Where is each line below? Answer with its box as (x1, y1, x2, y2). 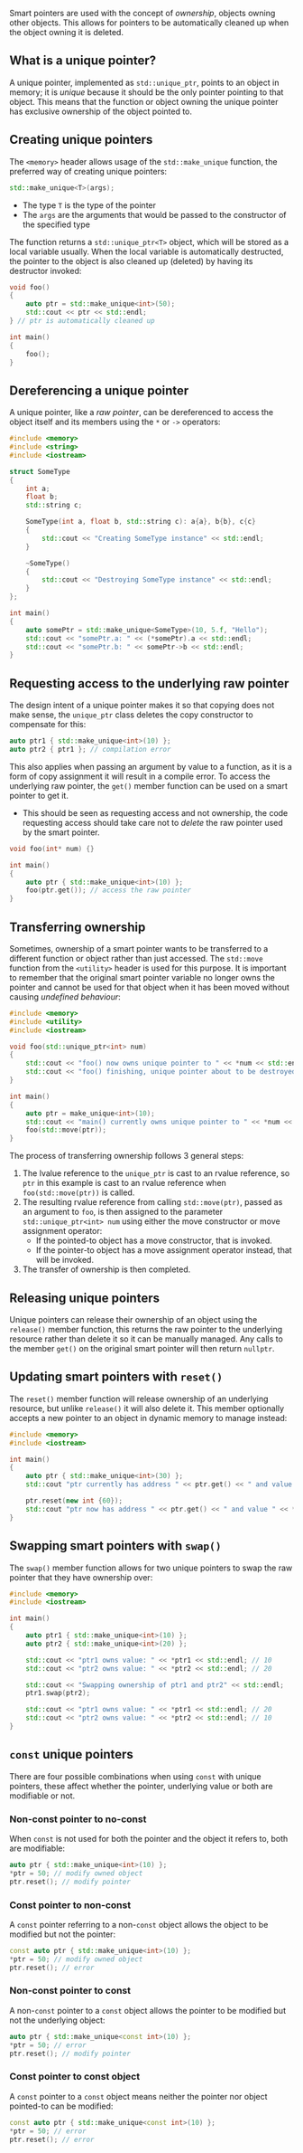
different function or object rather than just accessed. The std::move (9, 953, 263, 963)
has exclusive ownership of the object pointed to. (9, 106, 192, 117)
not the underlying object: (9, 2015, 106, 2025)
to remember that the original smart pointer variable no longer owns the (9, 972, 275, 982)
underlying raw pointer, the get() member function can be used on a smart (9, 780, 289, 791)
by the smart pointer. (22, 827, 101, 838)
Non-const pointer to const (9, 1985, 132, 1997)
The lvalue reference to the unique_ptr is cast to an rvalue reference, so (22, 1168, 290, 1179)
